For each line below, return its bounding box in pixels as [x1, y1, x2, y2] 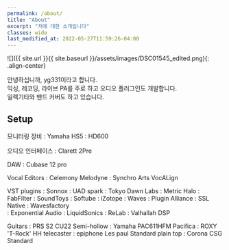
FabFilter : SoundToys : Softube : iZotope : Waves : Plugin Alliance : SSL [7, 194, 210, 202]
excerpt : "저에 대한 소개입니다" [7, 23, 90, 29]
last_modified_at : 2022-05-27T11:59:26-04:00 [7, 36, 139, 42]
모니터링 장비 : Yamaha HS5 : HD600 [7, 132, 109, 140]
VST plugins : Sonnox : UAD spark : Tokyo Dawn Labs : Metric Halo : [7, 186, 200, 195]
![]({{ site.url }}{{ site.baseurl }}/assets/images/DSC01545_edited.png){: [7, 54, 210, 62]
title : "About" [7, 16, 51, 23]
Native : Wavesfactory [7, 201, 70, 210]
